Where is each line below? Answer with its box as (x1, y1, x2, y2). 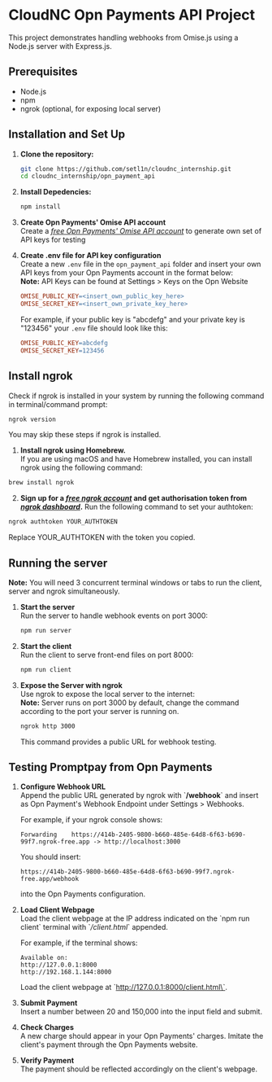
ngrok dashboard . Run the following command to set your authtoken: (19, 502, 253, 512)
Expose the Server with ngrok (19, 680, 123, 690)
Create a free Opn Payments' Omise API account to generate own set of (19, 226, 262, 236)
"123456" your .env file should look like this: (19, 323, 168, 333)
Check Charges (19, 1023, 75, 1032)
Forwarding (19, 830, 58, 839)
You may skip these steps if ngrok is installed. (8, 430, 162, 440)
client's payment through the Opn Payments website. (19, 1040, 198, 1049)
